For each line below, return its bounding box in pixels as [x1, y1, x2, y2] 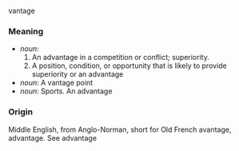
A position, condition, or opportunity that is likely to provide [31, 61, 228, 70]
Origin [8, 106, 34, 117]
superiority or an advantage [31, 70, 124, 79]
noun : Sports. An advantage [19, 86, 113, 96]
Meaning [8, 26, 44, 37]
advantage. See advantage [8, 133, 98, 142]
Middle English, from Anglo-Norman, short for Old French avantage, [8, 125, 232, 134]
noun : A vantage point [19, 78, 94, 88]
